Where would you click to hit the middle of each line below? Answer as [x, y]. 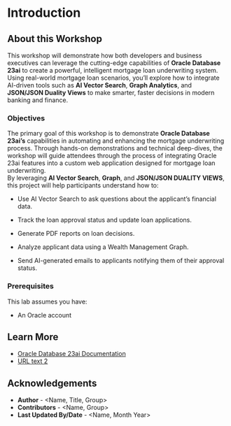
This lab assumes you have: [47, 301]
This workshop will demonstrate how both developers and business [105, 55]
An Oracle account [44, 315]
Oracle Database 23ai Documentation [71, 354]
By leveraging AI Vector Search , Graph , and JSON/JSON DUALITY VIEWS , [116, 178]
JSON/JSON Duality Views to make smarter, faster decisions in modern [111, 93]
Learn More [33, 337]
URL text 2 [33, 361]
